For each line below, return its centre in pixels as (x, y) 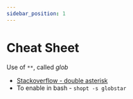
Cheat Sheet (43, 47)
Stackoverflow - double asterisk (62, 80)
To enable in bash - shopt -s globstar (71, 88)
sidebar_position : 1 (36, 13)
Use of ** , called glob (37, 67)
